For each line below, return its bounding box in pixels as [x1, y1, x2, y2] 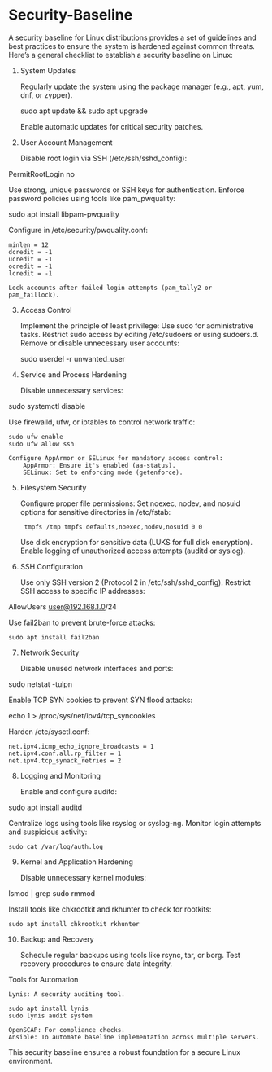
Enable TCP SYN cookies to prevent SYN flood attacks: [8, 695, 193, 705]
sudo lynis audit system [8, 1012, 93, 1020]
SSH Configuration [19, 561, 84, 571]
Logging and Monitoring [19, 771, 101, 780]
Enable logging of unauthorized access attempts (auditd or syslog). [19, 546, 246, 556]
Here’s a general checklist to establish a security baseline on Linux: [8, 50, 233, 59]
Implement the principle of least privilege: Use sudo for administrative [19, 320, 254, 331]
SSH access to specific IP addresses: [19, 586, 145, 595]
